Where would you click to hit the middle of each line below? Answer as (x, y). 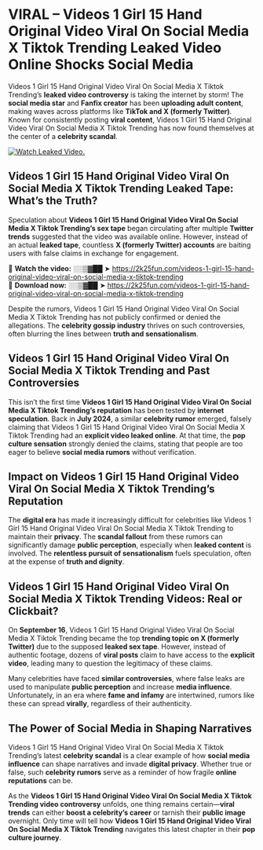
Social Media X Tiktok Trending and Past (109, 371)
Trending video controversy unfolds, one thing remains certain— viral (122, 804)
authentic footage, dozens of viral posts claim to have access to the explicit (131, 655)
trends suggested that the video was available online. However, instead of (128, 236)
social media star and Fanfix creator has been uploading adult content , (126, 103)
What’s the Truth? (53, 201)
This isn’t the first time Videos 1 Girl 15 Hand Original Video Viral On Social (130, 401)
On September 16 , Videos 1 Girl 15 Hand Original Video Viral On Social (121, 630)
